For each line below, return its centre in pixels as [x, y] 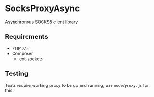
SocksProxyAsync [42, 8]
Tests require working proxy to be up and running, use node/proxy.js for [77, 85]
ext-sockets [31, 59]
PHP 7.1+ [21, 48]
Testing [17, 74]
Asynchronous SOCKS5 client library [42, 22]
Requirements [27, 37]
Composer [22, 53]
